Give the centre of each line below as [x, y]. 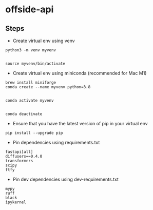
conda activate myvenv [30, 101]
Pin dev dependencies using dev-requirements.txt [66, 179]
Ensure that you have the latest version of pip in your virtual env [80, 123]
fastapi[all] [19, 152]
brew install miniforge [31, 83]
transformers [19, 161]
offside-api [30, 9]
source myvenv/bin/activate [35, 64]
